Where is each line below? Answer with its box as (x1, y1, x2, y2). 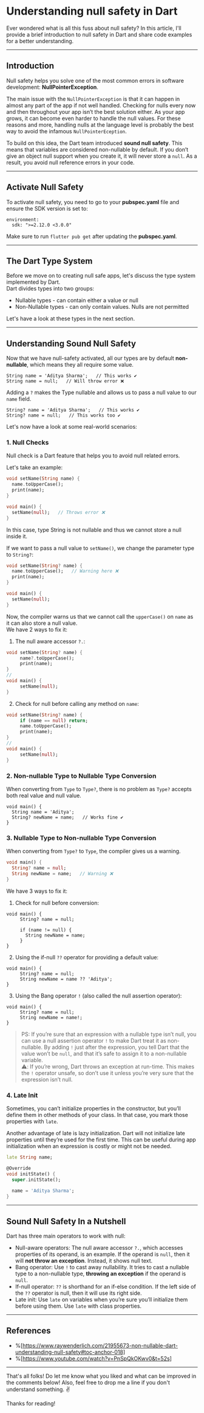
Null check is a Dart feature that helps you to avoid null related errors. (6, 452, 180, 459)
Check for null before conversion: (15, 899, 99, 906)
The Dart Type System (6, 256, 93, 266)
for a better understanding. (6, 37, 74, 44)
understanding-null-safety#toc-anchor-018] (15, 1348, 126, 1356)
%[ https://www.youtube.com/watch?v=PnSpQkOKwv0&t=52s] (15, 1355, 172, 1362)
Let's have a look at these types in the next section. (6, 315, 135, 322)
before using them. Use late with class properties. (15, 1302, 141, 1309)
